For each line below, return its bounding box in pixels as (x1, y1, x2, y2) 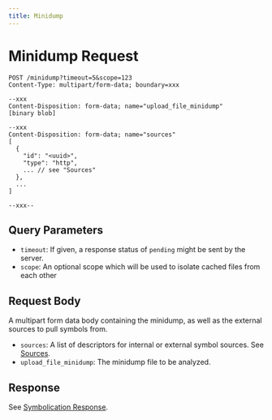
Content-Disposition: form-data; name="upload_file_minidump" (8, 102, 223, 110)
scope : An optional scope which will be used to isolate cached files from (19, 262, 261, 272)
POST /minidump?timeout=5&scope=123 (8, 74, 132, 82)
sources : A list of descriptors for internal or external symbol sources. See (19, 340, 264, 349)
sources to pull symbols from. (8, 324, 108, 334)
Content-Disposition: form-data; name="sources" (8, 131, 176, 139)
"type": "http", (23, 159, 79, 167)
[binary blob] (8, 109, 57, 118)
